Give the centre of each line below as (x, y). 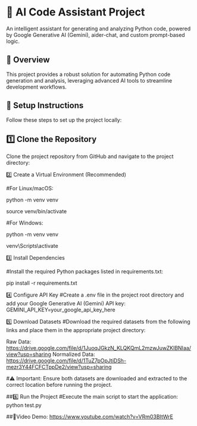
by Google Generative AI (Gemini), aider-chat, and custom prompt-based (96, 34)
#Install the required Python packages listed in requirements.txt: (85, 272)
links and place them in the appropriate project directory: (76, 330)
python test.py (24, 405)
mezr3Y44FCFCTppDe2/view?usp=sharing (59, 367)
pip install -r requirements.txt (42, 283)
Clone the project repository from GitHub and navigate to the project (90, 156)
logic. (13, 41)
